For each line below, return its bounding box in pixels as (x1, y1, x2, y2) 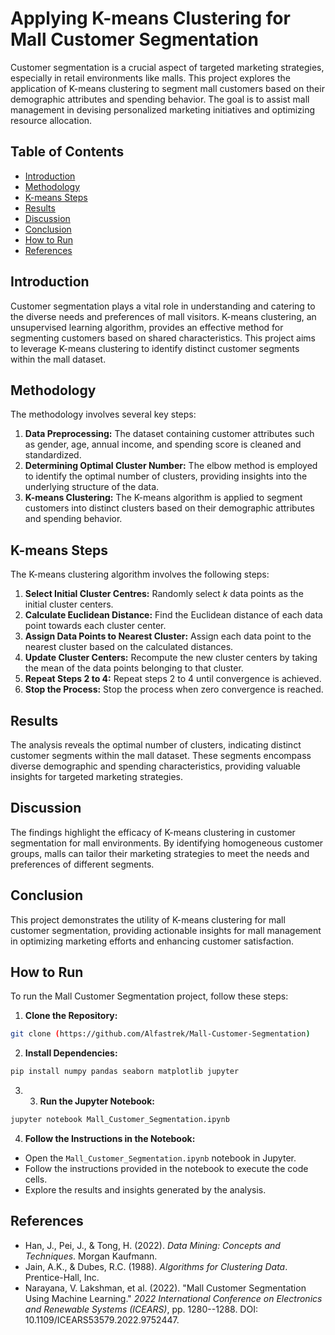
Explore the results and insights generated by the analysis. (24, 1184, 267, 1196)
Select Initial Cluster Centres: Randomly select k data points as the (24, 588, 304, 600)
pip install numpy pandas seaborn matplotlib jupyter (10, 1067, 240, 1077)
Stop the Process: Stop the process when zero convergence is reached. (24, 683, 324, 696)
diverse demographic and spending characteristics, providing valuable (10, 760, 302, 772)
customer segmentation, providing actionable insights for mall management (10, 924, 322, 936)
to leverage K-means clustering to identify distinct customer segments (10, 342, 300, 354)
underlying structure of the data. (24, 481, 160, 493)
